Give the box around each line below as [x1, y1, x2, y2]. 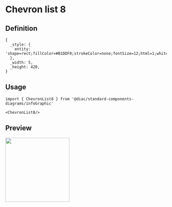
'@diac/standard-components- [71, 96, 134, 101]
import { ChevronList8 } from [5, 96, 70, 101]
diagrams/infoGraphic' [5, 101, 54, 106]
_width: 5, [10, 60, 33, 65]
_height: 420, [10, 65, 40, 70]
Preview [5, 124, 32, 133]
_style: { [10, 42, 31, 47]
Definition [5, 24, 37, 33]
